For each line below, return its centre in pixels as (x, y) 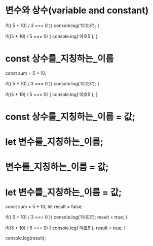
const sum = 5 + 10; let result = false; (44, 207)
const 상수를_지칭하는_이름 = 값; (70, 117)
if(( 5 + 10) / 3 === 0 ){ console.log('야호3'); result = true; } (66, 217)
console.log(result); (26, 238)
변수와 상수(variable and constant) (77, 10)
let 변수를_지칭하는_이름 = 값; (64, 192)
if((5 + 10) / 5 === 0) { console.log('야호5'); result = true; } (66, 228)
